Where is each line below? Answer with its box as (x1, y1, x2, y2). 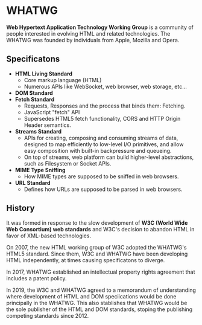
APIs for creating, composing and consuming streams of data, (24, 134, 178, 141)
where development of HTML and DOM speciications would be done (6, 292, 177, 300)
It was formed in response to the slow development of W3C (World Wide (6, 219, 188, 227)
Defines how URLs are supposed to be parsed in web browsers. (24, 185, 183, 193)
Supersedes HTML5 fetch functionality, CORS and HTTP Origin (24, 115, 181, 122)
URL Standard (14, 179, 51, 186)
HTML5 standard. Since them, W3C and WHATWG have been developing (6, 250, 188, 257)
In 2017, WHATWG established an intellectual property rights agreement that (6, 268, 195, 275)
